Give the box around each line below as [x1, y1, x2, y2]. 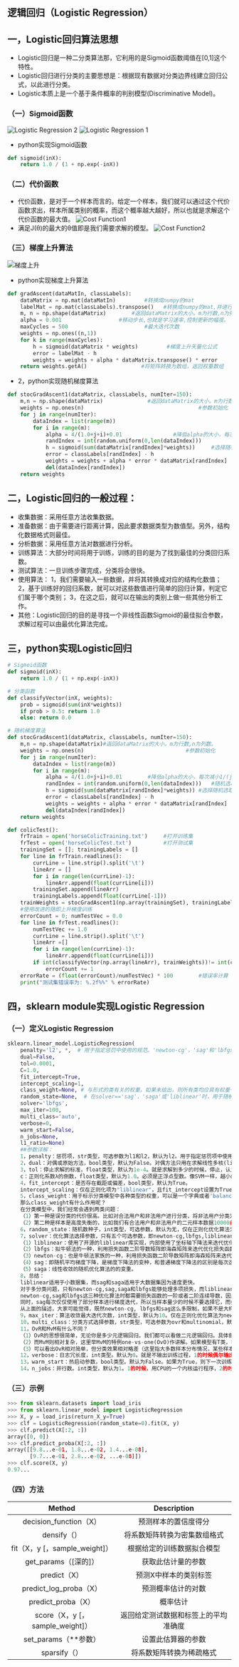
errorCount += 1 [45, 965, 94, 972]
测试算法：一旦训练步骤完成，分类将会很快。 [17, 566, 149, 574]
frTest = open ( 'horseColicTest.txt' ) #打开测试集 [20, 840, 193, 847]
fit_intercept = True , [20, 1073, 81, 1081]
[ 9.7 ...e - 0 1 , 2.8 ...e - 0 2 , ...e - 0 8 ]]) [29, 1453, 142, 1460]
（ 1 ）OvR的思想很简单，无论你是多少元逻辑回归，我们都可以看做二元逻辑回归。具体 [20, 1332, 229, 1339]
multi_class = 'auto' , [20, 1113, 81, 1120]
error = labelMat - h [33, 350, 97, 357]
